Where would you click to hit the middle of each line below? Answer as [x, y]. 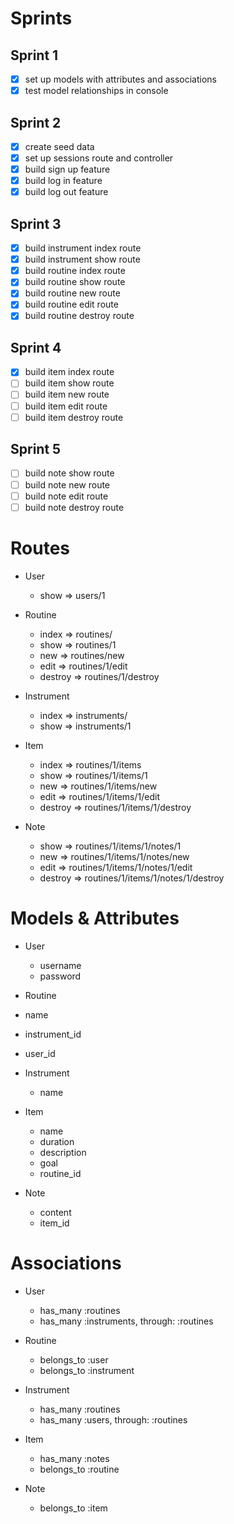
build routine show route [75, 282]
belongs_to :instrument [87, 1370]
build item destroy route [74, 417]
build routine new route [72, 293]
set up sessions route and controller [99, 158]
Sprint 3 [36, 223]
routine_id [60, 1173]
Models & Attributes [95, 918]
